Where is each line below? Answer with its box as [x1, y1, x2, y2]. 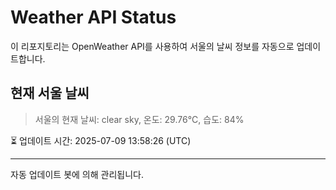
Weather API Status [10, 6, 177, 29]
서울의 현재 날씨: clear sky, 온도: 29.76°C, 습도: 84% [34, 113, 245, 125]
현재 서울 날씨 [10, 85, 90, 102]
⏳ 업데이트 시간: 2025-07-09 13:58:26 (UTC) [10, 134, 192, 146]
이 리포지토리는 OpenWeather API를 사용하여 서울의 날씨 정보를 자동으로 [10, 40, 295, 52]
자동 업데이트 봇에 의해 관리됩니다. [10, 168, 144, 180]
